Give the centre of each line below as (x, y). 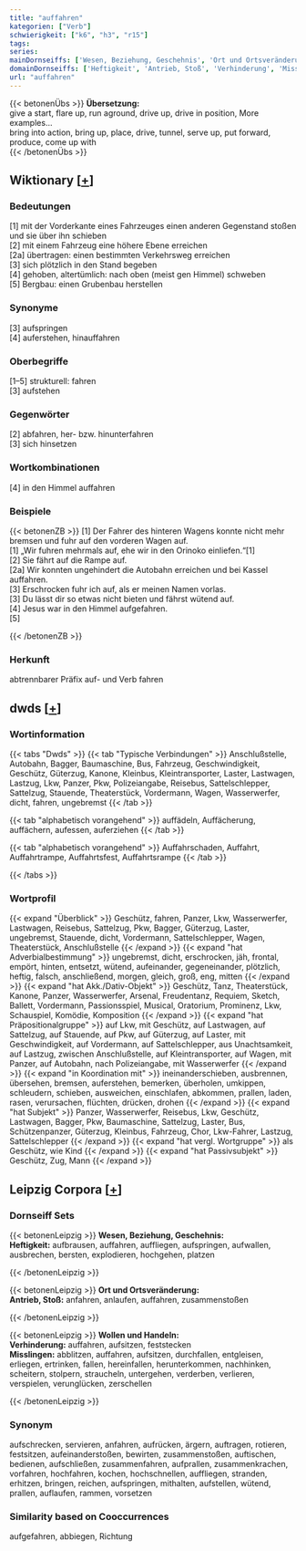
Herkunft (30, 660)
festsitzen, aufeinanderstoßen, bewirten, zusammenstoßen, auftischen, (143, 1454)
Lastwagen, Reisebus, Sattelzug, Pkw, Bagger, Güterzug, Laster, (130, 928)
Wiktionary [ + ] (51, 180)
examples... (31, 122)
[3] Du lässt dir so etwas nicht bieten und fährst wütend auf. (122, 599)
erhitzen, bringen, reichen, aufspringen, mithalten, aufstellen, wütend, (140, 1483)
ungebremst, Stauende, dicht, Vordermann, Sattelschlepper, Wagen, (138, 938)
